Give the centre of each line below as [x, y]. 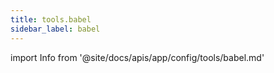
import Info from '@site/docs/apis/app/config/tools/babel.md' [137, 57]
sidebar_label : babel [55, 29]
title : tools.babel [51, 19]
